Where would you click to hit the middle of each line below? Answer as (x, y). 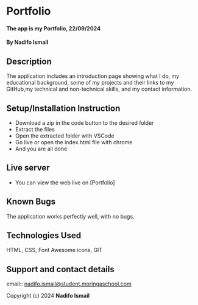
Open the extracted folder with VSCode (65, 136)
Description (29, 61)
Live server (28, 168)
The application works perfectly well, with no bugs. (71, 216)
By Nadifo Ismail (27, 42)
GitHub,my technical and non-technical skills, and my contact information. (99, 89)
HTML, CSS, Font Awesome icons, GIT (54, 250)
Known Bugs (31, 202)
